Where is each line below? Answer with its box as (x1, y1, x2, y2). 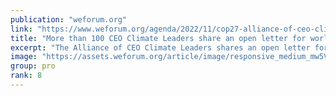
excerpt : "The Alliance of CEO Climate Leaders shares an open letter (10, 42, 311, 53)
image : (10, 52, 38, 62)
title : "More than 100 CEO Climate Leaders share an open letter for (10, 33, 307, 43)
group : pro (10, 61, 56, 71)
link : (10, 24, 33, 34)
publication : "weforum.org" (10, 14, 128, 25)
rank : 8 (10, 71, 43, 81)
